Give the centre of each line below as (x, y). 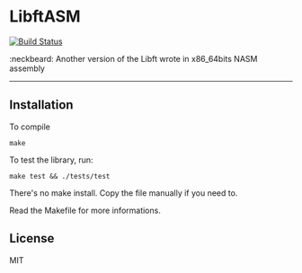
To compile (30, 127)
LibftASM (45, 17)
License (32, 238)
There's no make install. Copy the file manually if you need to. (124, 193)
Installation (41, 105)
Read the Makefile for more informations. (85, 210)
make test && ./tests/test (60, 176)
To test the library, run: (51, 160)
